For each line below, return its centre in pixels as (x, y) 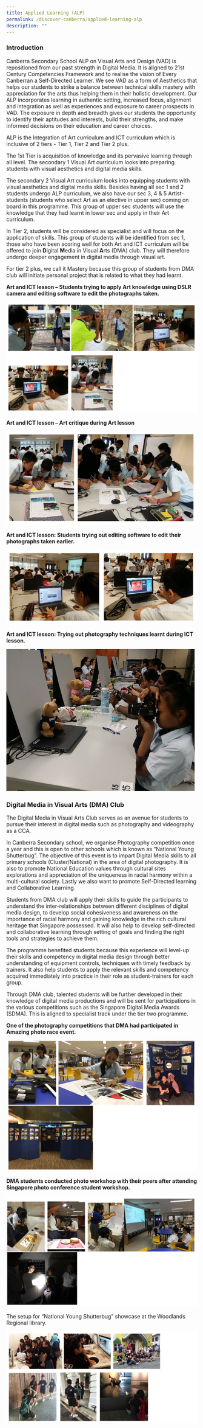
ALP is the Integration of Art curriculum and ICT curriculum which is (91, 138)
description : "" (27, 26)
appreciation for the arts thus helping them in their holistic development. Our (101, 93)
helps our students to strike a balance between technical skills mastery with (101, 87)
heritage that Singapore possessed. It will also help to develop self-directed (101, 925)
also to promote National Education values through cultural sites (86, 869)
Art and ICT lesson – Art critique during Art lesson (71, 422)
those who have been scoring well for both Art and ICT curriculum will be (98, 244)
